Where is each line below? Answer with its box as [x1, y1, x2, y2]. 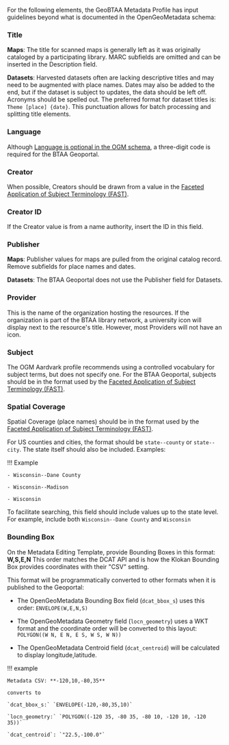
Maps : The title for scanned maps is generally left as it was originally [7, 46, 201, 54]
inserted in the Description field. [7, 60, 98, 69]
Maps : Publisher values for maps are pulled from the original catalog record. [7, 255, 222, 263]
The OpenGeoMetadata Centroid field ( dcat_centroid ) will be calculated [16, 644, 220, 652]
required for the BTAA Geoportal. [7, 150, 100, 158]
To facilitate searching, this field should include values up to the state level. [7, 508, 219, 516]
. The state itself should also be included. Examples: [19, 445, 166, 454]
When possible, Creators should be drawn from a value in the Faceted [7, 182, 204, 191]
